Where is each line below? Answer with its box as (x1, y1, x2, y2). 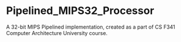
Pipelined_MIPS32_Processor (6, 4, 154, 17)
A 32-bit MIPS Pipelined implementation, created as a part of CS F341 (6, 23, 176, 30)
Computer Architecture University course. (6, 29, 108, 36)
